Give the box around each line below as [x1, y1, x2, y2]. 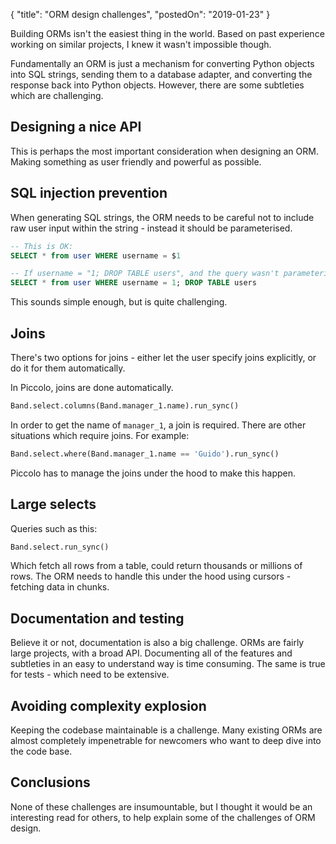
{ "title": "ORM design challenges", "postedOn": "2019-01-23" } [10, 9, 271, 20]
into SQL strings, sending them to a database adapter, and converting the [10, 69, 313, 80]
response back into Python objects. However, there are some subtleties [10, 79, 305, 91]
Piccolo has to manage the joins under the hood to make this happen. [10, 467, 297, 479]
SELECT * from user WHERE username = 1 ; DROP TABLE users [10, 278, 257, 288]
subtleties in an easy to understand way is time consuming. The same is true [10, 658, 326, 670]
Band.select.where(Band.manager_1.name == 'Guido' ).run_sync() [10, 449, 280, 459]
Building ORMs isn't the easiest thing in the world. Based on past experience [10, 28, 325, 39]
